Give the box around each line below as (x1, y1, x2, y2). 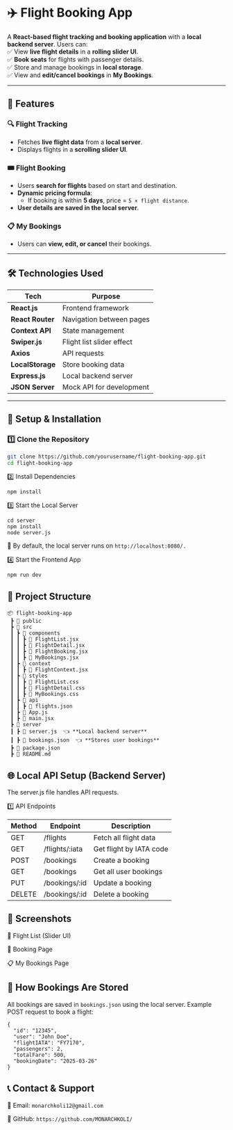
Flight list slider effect (62, 337, 133, 347)
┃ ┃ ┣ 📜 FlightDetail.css (10, 685, 85, 692)
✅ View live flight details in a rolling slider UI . (7, 47, 139, 56)
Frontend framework (62, 303, 130, 313)
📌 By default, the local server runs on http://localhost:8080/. (7, 541, 187, 550)
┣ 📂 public (10, 618, 42, 625)
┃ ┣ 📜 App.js (10, 709, 49, 716)
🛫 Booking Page (7, 945, 53, 953)
